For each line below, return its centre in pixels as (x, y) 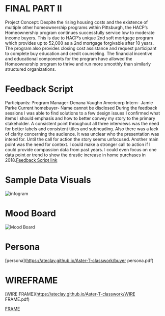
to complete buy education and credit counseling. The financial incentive (79, 53)
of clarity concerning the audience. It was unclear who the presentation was (82, 134)
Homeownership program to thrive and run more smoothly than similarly (78, 64)
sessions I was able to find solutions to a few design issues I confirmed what (82, 113)
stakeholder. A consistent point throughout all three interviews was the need (82, 123)
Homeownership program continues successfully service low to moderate (80, 32)
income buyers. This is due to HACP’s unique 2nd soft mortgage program (79, 38)
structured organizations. (31, 69)
